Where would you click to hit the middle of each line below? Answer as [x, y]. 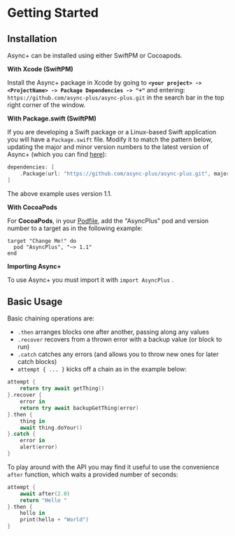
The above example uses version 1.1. [60, 193]
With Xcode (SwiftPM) [40, 69]
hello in [33, 513]
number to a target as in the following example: [75, 228]
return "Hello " [44, 500]
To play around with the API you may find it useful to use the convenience [113, 467]
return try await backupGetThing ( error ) [79, 408]
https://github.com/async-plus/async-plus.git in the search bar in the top [116, 97]
